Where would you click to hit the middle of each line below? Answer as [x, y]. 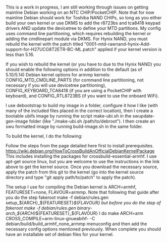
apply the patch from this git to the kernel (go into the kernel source [75, 172]
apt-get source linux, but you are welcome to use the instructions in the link [83, 161]
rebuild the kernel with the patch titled [44, 44]
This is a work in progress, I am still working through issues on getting [77, 7]
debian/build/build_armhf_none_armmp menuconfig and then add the [76, 224]
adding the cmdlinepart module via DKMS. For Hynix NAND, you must [77, 39]
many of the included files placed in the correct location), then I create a [79, 111]
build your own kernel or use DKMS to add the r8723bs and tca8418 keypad [83, 23]
